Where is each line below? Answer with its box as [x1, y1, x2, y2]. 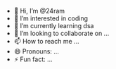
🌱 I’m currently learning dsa [13, 22, 94, 30]
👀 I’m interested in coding [13, 14, 89, 23]
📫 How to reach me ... [13, 37, 79, 45]
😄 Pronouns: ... [13, 47, 60, 56]
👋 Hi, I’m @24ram [13, 7, 65, 15]
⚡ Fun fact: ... [13, 55, 53, 63]
